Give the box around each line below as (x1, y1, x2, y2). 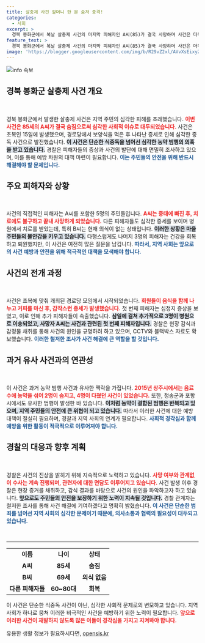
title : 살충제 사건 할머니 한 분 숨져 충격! (6, 9, 104, 15)
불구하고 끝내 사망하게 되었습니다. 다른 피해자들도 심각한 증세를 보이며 (22, 218, 188, 225)
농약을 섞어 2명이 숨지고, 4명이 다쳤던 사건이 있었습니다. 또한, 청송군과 (17, 392, 184, 399)
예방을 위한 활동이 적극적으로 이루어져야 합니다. (6, 423, 118, 429)
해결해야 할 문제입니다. (6, 161, 60, 168)
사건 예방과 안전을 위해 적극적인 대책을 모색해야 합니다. (12, 248, 142, 256)
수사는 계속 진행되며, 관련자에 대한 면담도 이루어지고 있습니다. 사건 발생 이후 (12, 478, 192, 486)
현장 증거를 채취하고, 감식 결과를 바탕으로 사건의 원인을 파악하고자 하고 (17, 486, 185, 494)
